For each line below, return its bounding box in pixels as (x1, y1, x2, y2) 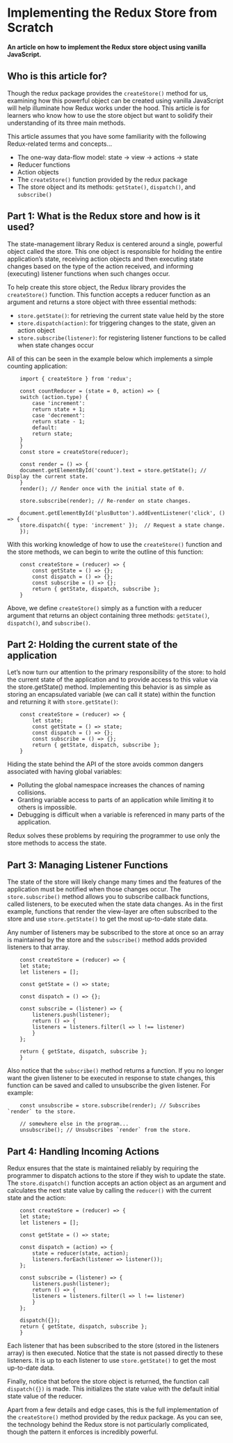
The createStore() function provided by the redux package (17, 175, 188, 183)
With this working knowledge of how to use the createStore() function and (7, 540, 223, 548)
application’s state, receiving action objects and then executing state (7, 255, 204, 263)
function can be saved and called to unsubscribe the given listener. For (7, 1081, 211, 1089)
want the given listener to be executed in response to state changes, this (7, 1074, 216, 1082)
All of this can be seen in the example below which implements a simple (7, 354, 214, 363)
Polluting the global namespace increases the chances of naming (17, 781, 205, 790)
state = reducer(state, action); (32, 1250, 129, 1257)
